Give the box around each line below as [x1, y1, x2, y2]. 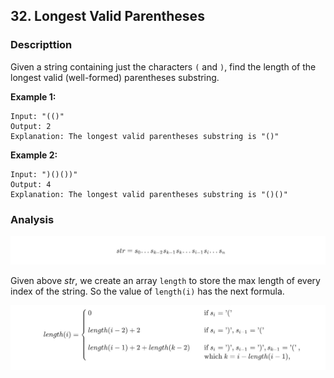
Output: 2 [10, 121, 52, 131]
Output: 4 [10, 179, 52, 189]
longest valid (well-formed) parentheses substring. [10, 71, 220, 83]
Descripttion [10, 38, 73, 52]
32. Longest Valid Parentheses [10, 8, 205, 25]
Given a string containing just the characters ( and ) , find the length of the [10, 60, 317, 73]
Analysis [10, 212, 55, 226]
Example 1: [10, 90, 57, 103]
